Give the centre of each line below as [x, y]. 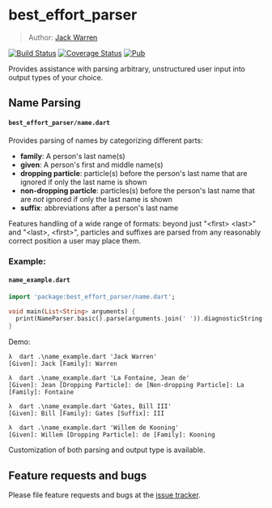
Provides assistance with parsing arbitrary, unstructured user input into [127, 69]
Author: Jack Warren [63, 37]
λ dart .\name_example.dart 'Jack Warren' [83, 357]
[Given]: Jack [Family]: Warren [63, 364]
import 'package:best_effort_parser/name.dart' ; [92, 297]
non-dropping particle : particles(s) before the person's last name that [137, 190]
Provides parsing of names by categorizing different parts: [106, 140]
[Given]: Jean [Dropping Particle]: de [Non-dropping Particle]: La [126, 385]
